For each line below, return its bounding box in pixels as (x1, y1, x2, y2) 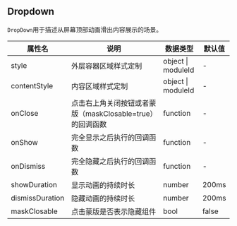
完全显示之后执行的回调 (71, 132, 150, 142)
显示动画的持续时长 (71, 180, 135, 190)
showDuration (11, 179, 58, 189)
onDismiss (11, 161, 46, 171)
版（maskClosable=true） (71, 109, 154, 119)
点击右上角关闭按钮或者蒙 (71, 98, 157, 108)
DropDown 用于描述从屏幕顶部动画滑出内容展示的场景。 (7, 25, 163, 34)
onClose (11, 108, 39, 118)
